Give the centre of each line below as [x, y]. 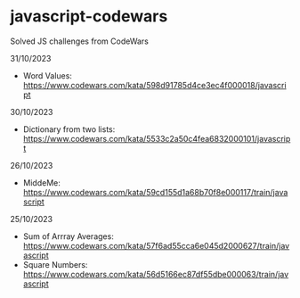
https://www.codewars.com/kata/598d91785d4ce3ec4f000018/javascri [155, 85]
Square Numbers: [55, 264]
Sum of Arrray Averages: [68, 236]
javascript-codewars [89, 17]
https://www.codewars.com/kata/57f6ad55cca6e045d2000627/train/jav [156, 245]
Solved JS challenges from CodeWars [80, 41]
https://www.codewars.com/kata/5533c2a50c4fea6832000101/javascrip [157, 138]
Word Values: [47, 75]
